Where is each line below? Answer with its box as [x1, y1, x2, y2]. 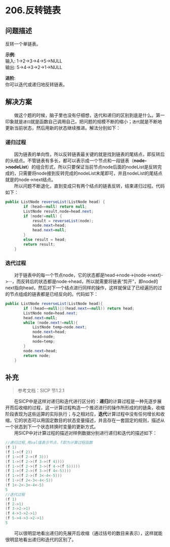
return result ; [23, 242, 56, 247]
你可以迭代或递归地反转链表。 [5, 82, 67, 87]
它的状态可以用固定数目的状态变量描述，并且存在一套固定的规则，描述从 [14, 417, 165, 424]
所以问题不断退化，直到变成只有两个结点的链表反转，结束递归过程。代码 [14, 183, 165, 189]
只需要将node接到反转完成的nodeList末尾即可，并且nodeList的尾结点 [18, 170, 163, 177]
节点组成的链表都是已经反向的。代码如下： [9, 291, 99, 297]
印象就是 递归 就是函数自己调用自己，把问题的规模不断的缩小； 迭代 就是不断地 [5, 118, 162, 124]
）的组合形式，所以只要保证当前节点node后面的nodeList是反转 [27, 164, 158, 170]
